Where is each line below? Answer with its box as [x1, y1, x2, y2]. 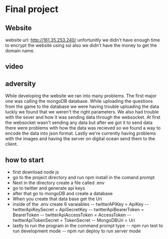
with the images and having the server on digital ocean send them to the [5, 136, 155, 142]
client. [5, 141, 18, 147]
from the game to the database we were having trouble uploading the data [5, 103, 159, 109]
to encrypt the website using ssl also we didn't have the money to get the [5, 42, 157, 48]
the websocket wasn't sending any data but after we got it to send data [5, 119, 153, 126]
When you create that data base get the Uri [12, 196, 102, 202]
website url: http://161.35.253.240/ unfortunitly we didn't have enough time [5, 37, 160, 43]
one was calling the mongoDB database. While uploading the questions [5, 98, 153, 104]
